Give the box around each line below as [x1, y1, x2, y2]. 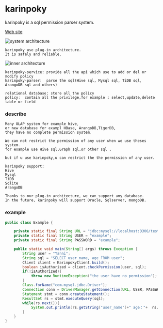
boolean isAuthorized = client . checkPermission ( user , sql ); [22, 265, 147, 269]
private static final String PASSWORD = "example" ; [14, 238, 120, 243]
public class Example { [5, 220, 53, 225]
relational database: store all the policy [5, 91, 95, 95]
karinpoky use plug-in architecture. [5, 47, 81, 52]
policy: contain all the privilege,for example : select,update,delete [5, 95, 155, 100]
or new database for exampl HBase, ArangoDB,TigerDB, [5, 126, 116, 131]
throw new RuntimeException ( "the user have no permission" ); [31, 274, 158, 279]
